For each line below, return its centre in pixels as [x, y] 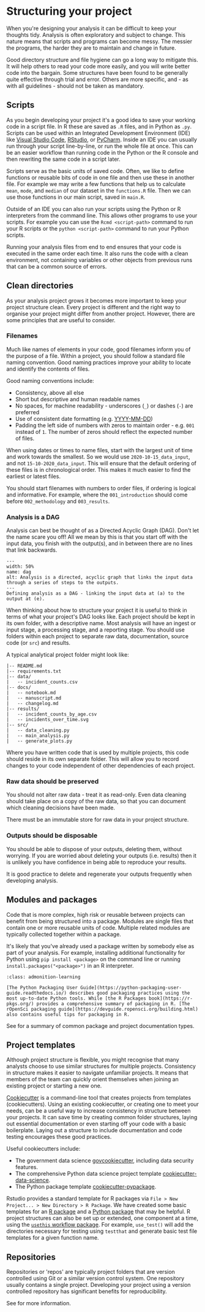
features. [27, 1167]
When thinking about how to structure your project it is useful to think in [97, 610]
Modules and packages [52, 900]
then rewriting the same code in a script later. [63, 159]
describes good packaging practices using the [130, 993]
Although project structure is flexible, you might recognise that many [93, 1060]
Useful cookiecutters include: [43, 1149]
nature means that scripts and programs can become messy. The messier [99, 41]
